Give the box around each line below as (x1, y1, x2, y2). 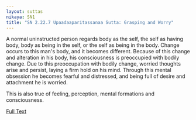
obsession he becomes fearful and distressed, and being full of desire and (6, 73, 185, 80)
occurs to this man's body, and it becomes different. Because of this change (6, 48, 190, 55)
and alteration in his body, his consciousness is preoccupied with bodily (6, 54, 180, 61)
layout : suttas (6, 8, 43, 15)
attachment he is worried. (6, 79, 68, 86)
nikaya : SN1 (6, 14, 35, 20)
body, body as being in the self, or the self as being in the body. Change (6, 42, 180, 49)
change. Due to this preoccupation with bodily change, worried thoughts (6, 60, 181, 67)
